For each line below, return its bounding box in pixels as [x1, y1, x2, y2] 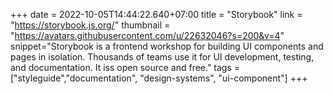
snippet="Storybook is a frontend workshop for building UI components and [10, 40, 324, 52]
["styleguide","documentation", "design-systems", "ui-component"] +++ [10, 72, 308, 84]
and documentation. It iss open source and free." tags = [10, 62, 241, 73]
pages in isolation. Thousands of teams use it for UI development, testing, [10, 51, 315, 63]
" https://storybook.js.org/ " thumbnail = [10, 19, 171, 31]
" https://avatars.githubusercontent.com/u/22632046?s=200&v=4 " [10, 30, 285, 41]
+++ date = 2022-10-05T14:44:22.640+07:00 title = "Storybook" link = [10, 9, 303, 20]
